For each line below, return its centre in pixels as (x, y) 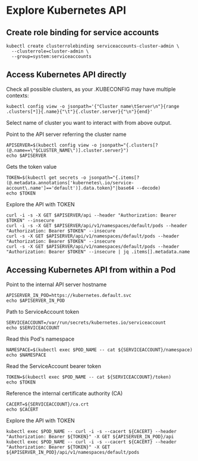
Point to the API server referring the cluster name (66, 134)
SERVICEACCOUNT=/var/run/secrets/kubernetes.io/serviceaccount (86, 323)
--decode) (149, 188)
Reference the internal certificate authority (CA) (65, 393)
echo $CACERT (22, 409)
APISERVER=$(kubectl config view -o (51, 145)
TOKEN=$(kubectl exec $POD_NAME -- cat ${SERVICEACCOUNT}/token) (89, 377)
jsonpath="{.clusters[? (129, 145)
